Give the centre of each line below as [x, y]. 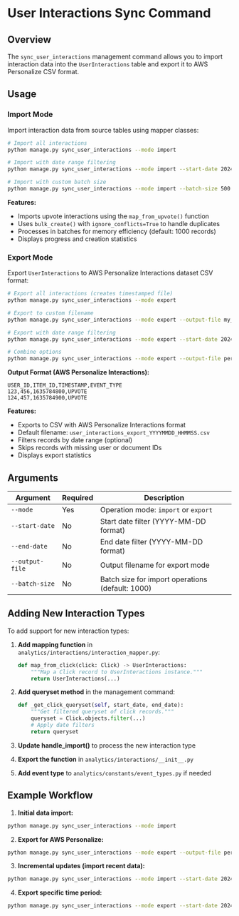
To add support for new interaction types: [68, 631]
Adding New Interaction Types [76, 614]
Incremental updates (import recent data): [81, 866]
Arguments [33, 478]
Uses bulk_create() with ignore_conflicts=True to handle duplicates [119, 223]
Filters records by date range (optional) [75, 440]
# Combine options [34, 352]
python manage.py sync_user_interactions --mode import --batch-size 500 [119, 189]
